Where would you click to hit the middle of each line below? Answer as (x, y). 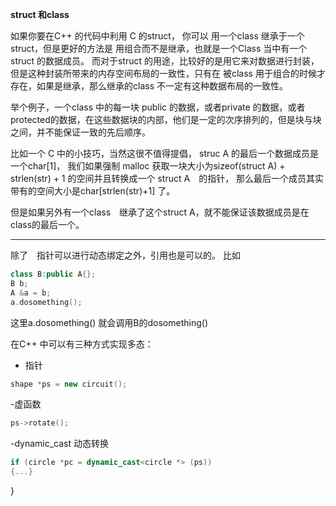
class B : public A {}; (53, 274)
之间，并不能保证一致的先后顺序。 (80, 132)
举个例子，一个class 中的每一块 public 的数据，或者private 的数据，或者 (158, 107)
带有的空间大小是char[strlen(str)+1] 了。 (93, 191)
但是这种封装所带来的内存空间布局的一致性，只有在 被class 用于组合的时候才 (168, 73)
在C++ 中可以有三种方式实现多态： (82, 344)
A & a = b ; (31, 293)
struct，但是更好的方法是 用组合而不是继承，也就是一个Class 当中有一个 (159, 48)
